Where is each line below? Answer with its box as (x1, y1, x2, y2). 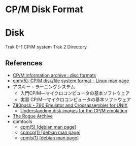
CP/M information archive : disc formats (12, 72, 96, 78)
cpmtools (12, 118, 32, 125)
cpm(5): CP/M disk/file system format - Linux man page (12, 78, 129, 84)
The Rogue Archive (12, 113, 53, 119)
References (5, 59, 43, 67)
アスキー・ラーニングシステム (12, 83, 75, 90)
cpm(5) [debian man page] (20, 124, 77, 130)
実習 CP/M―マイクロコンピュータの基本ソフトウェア (20, 96, 131, 103)
